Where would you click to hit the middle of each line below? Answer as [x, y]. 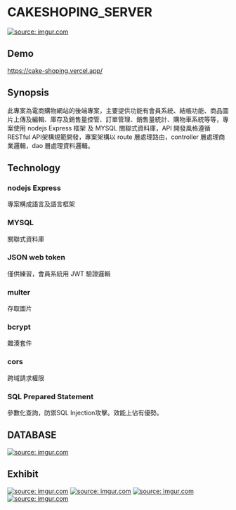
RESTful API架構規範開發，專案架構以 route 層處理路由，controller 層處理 [113, 137]
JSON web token [36, 257]
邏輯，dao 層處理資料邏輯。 [53, 145]
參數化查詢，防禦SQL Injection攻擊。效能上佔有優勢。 [85, 413]
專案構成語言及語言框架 [41, 204]
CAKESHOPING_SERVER [80, 12]
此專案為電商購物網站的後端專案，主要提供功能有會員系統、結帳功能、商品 [115, 110]
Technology [34, 168]
